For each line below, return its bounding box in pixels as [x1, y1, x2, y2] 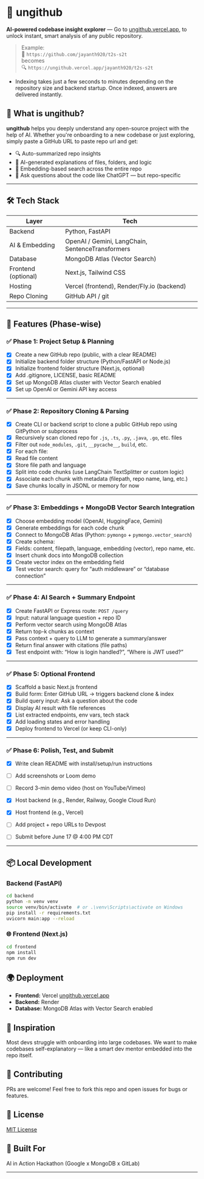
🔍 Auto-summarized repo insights [15, 149, 101, 157]
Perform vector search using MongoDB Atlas [15, 621, 127, 628]
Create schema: [15, 537, 55, 545]
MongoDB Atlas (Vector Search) [64, 254, 157, 263]
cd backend [6, 893, 34, 899]
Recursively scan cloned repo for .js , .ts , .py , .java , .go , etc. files [15, 434, 182, 441]
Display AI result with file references [15, 704, 106, 712]
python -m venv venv [6, 899, 59, 905]
